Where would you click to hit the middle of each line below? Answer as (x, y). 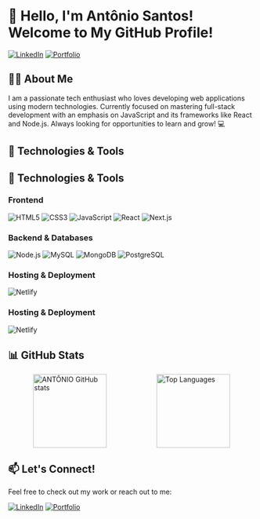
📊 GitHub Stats (46, 355)
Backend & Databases (51, 237)
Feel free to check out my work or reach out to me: (90, 492)
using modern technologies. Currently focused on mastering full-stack (122, 106)
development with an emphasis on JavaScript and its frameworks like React (130, 115)
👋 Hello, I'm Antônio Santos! (101, 16)
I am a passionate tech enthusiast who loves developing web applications (126, 98)
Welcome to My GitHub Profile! (111, 33)
